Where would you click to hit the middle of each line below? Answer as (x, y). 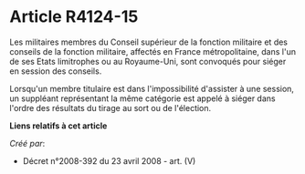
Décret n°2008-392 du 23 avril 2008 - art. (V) (109, 160)
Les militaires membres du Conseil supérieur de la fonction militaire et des (149, 42)
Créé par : (27, 143)
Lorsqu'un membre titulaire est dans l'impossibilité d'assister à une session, (152, 88)
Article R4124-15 (74, 17)
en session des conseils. (56, 71)
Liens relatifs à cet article (58, 126)
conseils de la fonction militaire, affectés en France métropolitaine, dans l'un (153, 51)
